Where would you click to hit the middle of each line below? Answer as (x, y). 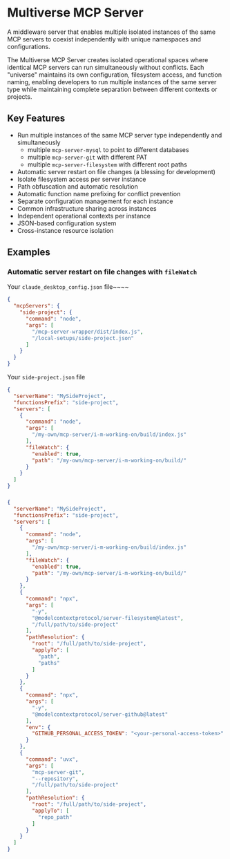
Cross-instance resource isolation (65, 230)
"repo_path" (55, 817)
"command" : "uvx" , (52, 759)
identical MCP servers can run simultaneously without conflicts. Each (106, 67)
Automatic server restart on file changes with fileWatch (102, 272)
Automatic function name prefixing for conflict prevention (99, 193)
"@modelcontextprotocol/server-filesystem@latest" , (108, 618)
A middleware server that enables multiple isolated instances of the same (112, 32)
